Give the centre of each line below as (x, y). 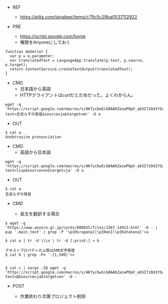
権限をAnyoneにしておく (45, 42)
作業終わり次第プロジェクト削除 (53, 296)
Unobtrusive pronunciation (33, 137)
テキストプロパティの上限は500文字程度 (40, 250)
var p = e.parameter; (32, 56)
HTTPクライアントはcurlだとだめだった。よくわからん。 (78, 95)
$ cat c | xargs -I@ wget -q (35, 268)
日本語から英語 (35, 89)
